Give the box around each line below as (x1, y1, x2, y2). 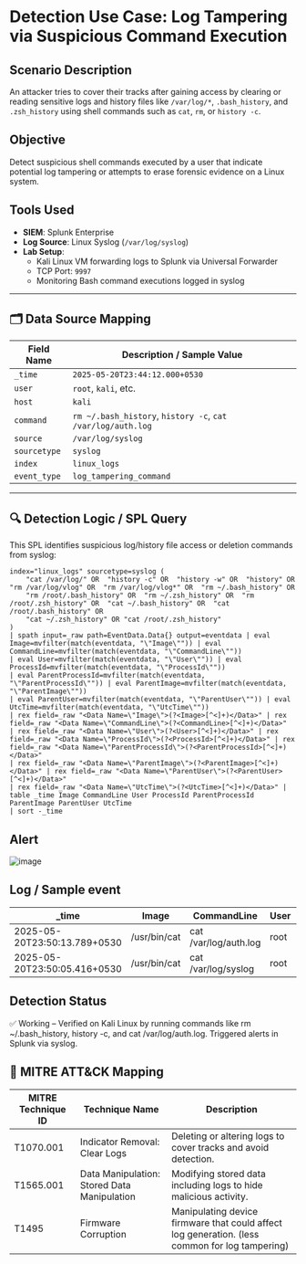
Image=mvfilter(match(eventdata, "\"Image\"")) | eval (9, 639, 222, 648)
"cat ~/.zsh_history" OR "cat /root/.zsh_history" (25, 615, 222, 625)
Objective (9, 132, 66, 148)
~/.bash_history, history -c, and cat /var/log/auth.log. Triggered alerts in (9, 1027, 280, 1038)
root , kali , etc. (72, 382, 137, 395)
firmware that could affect (171, 1217, 282, 1229)
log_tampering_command (72, 471, 171, 481)
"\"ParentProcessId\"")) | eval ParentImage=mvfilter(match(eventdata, (9, 679, 287, 689)
